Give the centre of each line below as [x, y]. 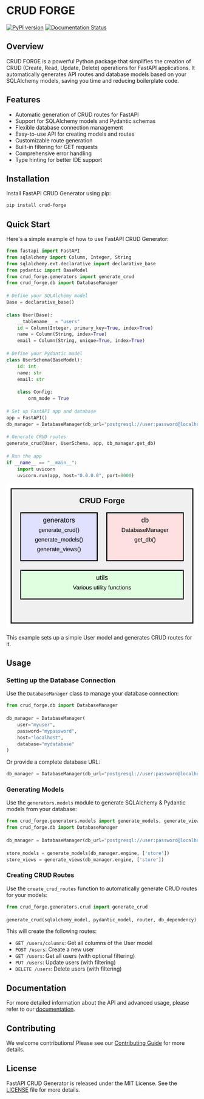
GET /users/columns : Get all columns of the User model [84, 943]
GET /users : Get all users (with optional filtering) [75, 956]
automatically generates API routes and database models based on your [97, 74]
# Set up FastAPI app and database [51, 411]
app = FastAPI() [27, 417]
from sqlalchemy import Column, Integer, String [69, 257]
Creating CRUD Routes [40, 875]
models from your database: [42, 809]
